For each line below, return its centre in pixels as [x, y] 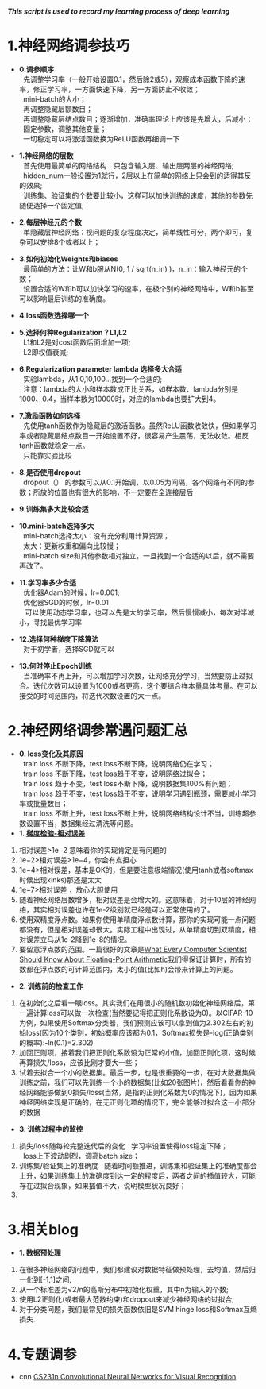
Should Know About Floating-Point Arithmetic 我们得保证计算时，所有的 [135, 959]
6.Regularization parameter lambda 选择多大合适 [100, 368]
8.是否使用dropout [50, 472]
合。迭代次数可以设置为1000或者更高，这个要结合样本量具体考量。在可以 [138, 685]
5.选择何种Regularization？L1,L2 [73, 332]
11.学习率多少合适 [48, 582]
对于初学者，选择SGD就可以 [69, 649]
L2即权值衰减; [46, 352]
